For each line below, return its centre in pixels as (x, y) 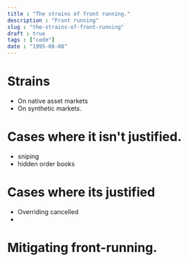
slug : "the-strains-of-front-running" (66, 27)
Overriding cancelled (48, 211)
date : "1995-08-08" (38, 46)
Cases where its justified (81, 193)
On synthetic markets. (50, 108)
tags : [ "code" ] (31, 40)
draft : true (26, 33)
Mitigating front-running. (82, 248)
